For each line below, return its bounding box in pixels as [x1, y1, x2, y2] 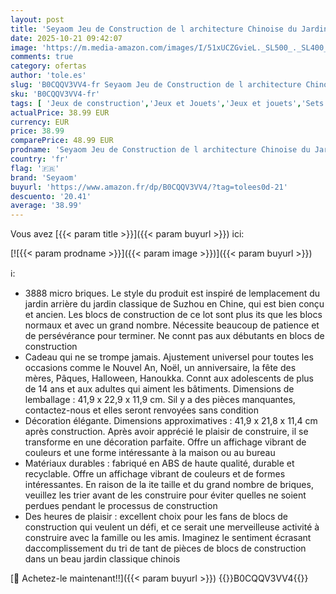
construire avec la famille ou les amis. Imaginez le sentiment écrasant [24, 532, 312, 544]
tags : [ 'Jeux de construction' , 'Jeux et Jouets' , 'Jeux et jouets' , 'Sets [10, 98, 325, 108]
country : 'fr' [10, 154, 70, 164]
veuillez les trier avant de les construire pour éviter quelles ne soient [24, 489, 307, 501]
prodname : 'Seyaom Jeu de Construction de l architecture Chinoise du [10, 145, 311, 155]
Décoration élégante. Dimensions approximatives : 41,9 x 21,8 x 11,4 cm [24, 415, 318, 427]
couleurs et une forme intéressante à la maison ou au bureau [24, 447, 276, 459]
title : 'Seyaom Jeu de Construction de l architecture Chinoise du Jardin [10, 24, 329, 34]
